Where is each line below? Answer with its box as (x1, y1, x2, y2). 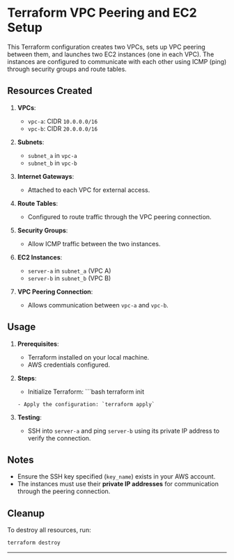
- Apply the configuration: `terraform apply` (17, 401, 155, 408)
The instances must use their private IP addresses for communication (17, 480, 219, 488)
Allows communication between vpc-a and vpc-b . (27, 301, 169, 309)
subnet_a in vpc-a (27, 151, 78, 159)
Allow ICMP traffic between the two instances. (27, 239, 161, 248)
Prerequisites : (17, 339, 59, 348)
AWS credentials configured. (27, 360, 110, 369)
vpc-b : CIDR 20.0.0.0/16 (27, 124, 98, 133)
